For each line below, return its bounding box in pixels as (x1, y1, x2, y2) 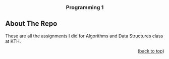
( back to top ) (137, 48, 164, 54)
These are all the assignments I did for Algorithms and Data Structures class (5, 33, 163, 39)
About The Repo (5, 19, 58, 28)
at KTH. (5, 38, 21, 44)
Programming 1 (66, 4, 104, 11)
